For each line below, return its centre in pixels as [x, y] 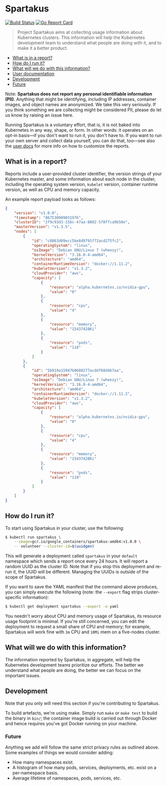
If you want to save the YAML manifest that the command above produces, [82, 587]
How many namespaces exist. [43, 762]
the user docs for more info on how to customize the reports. [68, 146]
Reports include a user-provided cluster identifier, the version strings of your [83, 174]
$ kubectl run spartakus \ [33, 537]
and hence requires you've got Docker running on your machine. [71, 723]
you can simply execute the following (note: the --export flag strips [74, 592]
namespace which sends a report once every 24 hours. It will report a [77, 561]
